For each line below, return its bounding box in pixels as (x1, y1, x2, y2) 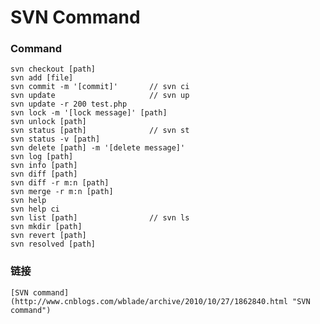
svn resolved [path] (10, 239, 97, 250)
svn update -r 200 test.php (10, 99, 128, 110)
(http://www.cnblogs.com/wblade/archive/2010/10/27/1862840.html (10, 296, 288, 306)
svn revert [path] (10, 231, 87, 241)
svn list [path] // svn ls (10, 213, 190, 223)
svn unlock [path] (10, 117, 87, 127)
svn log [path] (10, 152, 74, 162)
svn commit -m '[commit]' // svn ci (10, 82, 190, 92)
